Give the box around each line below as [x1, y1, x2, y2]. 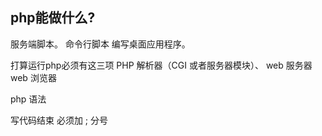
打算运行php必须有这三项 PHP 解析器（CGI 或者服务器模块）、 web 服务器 [10, 59, 313, 71]
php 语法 [10, 93, 47, 105]
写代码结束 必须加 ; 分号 [10, 114, 109, 126]
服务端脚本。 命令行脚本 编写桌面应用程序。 [10, 38, 191, 50]
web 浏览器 [10, 71, 57, 83]
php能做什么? [10, 9, 96, 27]
